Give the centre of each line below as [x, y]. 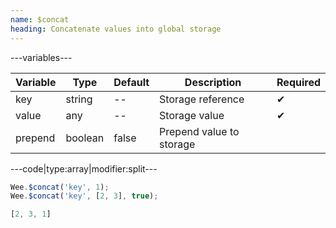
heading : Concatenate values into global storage [116, 29]
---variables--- [41, 57]
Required [298, 82]
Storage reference [202, 99]
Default [131, 82]
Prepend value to [199, 131]
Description [213, 82]
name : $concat [40, 19]
